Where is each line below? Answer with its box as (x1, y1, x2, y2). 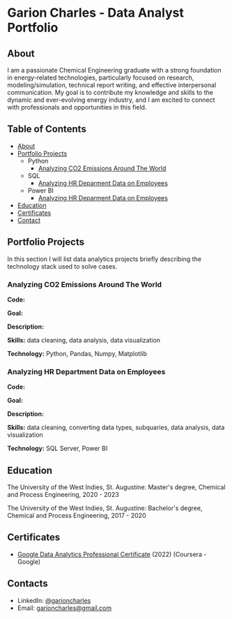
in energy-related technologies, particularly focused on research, (7, 73, 194, 82)
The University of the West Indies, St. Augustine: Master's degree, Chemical (7, 483, 226, 491)
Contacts (7, 578, 49, 590)
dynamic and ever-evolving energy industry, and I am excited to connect (7, 96, 215, 104)
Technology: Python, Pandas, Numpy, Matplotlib (7, 349, 148, 357)
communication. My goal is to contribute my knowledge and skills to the (7, 89, 214, 96)
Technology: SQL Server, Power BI (7, 445, 108, 453)
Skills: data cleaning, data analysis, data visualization (7, 336, 161, 344)
